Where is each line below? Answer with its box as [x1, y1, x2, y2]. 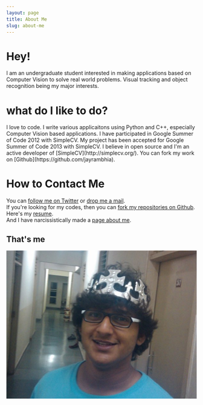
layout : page [6, 10, 39, 16]
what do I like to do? [6, 104, 108, 118]
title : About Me [6, 16, 47, 22]
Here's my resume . [6, 210, 54, 218]
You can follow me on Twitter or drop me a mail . [6, 197, 126, 204]
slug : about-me [6, 22, 45, 28]
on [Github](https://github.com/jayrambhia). [6, 156, 115, 163]
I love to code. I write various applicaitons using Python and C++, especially [6, 124, 195, 131]
